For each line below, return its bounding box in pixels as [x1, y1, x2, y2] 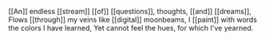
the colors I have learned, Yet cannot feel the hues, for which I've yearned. [8, 24, 254, 32]
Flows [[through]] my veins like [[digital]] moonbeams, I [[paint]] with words [8, 15, 258, 24]
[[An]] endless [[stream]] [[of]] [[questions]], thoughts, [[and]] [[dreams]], [8, 7, 251, 16]
